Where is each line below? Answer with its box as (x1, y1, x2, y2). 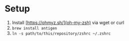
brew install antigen (11, 25, 57, 30)
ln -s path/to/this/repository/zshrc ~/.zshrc (11, 31, 111, 36)
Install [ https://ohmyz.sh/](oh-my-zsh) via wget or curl (11, 19, 124, 25)
